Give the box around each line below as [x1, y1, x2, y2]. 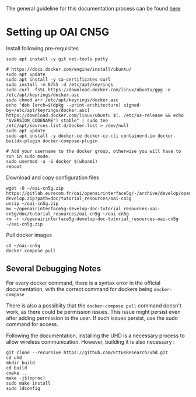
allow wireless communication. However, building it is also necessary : [6, 338, 175, 345]
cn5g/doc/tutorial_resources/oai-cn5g [6, 211, 100, 217]
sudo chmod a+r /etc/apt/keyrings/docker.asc [6, 97, 118, 103]
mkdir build [6, 360, 35, 365]
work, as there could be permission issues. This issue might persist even [6, 308, 181, 315]
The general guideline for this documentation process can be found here [6, 5, 181, 12]
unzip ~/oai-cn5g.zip [6, 200, 59, 207]
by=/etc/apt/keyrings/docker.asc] [6, 107, 90, 113]
